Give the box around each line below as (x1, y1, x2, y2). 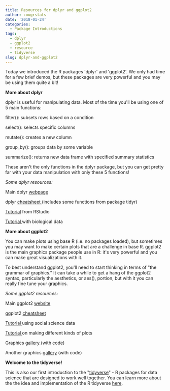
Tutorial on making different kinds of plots (5, 330, 93, 336)
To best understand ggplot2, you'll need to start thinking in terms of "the (5, 264, 157, 270)
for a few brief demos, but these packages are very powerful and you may (5, 74, 161, 80)
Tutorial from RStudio (5, 209, 50, 215)
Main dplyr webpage (5, 189, 49, 195)
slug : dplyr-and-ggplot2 (5, 54, 58, 60)
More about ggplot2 (5, 229, 48, 235)
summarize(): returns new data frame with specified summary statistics (5, 154, 155, 160)
